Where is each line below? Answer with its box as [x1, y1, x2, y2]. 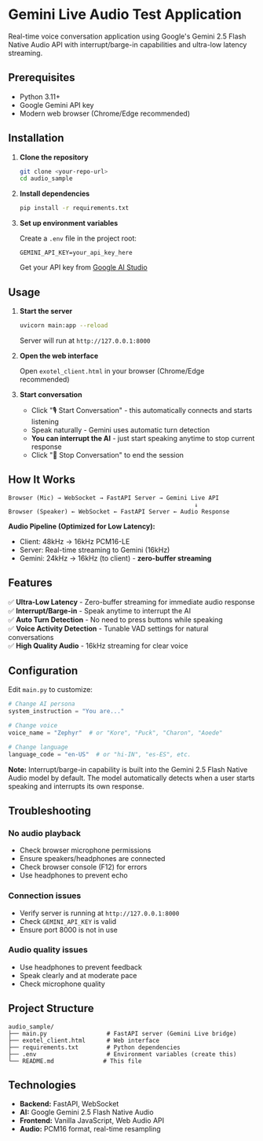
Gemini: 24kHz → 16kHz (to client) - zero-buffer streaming [19, 553, 212, 563]
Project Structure [8, 1002, 94, 1015]
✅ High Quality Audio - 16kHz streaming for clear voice [8, 641, 188, 650]
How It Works [8, 473, 76, 487]
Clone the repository [19, 152, 89, 162]
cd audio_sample [19, 175, 73, 182]
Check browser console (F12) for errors [19, 863, 148, 872]
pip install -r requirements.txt [19, 204, 130, 212]
